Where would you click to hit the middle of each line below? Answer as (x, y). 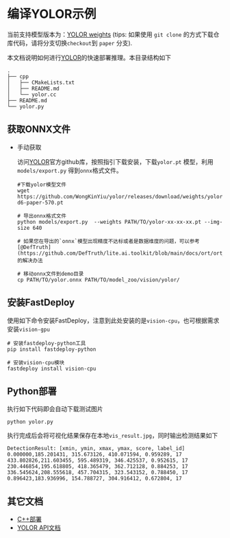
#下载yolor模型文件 (42, 185)
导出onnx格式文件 (45, 216)
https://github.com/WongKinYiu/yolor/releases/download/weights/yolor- (121, 196)
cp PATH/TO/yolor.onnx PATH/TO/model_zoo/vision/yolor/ (98, 280)
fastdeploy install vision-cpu (52, 369)
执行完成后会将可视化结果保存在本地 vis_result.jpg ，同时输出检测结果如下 (113, 436)
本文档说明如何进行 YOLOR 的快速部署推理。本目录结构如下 (89, 57)
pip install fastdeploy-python (52, 349)
